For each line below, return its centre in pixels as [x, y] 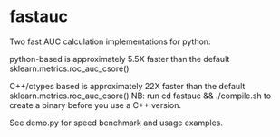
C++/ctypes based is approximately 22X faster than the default [127, 86]
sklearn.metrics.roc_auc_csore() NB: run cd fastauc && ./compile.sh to [140, 96]
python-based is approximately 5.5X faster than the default [120, 59]
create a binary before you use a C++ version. [95, 105]
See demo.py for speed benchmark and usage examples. [116, 123]
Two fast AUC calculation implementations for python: [110, 41]
